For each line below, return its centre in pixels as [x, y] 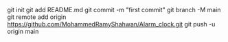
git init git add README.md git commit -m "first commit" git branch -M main [114, 10]
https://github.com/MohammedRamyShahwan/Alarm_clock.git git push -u [111, 24]
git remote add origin [37, 17]
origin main [23, 31]
